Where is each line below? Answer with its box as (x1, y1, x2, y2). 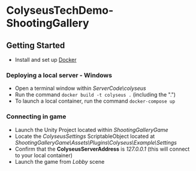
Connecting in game (6, 112, 67, 121)
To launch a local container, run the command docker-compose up (14, 97, 176, 105)
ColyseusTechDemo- (6, 4, 114, 17)
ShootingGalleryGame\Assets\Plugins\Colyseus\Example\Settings (14, 139, 177, 146)
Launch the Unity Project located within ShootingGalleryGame (14, 126, 169, 133)
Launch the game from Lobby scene (14, 158, 105, 165)
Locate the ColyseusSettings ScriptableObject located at (14, 133, 155, 140)
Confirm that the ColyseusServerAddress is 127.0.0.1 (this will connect (14, 145, 190, 152)
